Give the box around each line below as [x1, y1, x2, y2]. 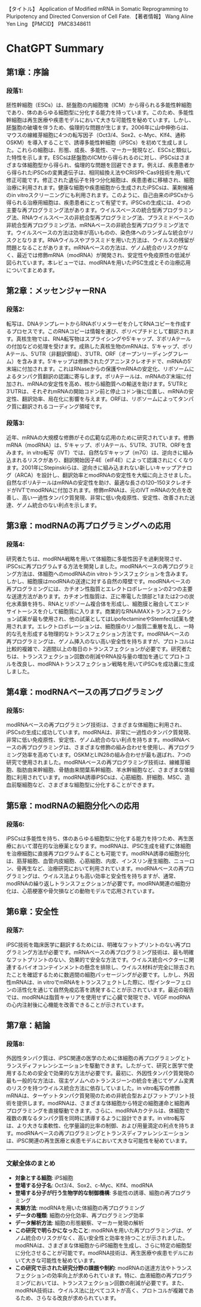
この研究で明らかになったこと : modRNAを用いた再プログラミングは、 [14, 1227, 187, 1234]
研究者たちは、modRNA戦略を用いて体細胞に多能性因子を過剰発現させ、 [6, 555, 185, 562]
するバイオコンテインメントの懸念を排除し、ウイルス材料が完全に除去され [11, 963, 195, 971]
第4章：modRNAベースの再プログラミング [6, 687, 163, 697]
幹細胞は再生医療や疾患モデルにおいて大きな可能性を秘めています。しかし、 [6, 116, 194, 123]
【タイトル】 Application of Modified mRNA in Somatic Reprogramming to [6, 5, 188, 12]
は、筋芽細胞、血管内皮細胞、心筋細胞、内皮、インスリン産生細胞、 [6, 857, 174, 864]
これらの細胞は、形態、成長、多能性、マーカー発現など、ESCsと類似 [16, 146, 187, 153]
